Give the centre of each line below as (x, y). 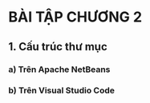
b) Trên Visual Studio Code (61, 90)
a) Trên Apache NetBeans (59, 69)
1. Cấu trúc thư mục (58, 47)
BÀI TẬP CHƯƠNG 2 (75, 17)
